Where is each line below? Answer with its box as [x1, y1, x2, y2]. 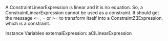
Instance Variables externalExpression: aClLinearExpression [5, 30, 132, 36]
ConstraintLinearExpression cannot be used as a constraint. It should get [5, 10, 159, 16]
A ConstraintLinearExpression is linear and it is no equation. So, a [5, 5, 143, 10]
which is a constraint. [5, 20, 50, 26]
